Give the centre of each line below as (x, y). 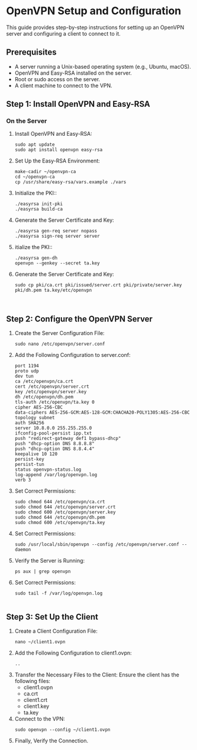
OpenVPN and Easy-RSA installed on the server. (73, 73)
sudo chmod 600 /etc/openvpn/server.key (65, 512)
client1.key (36, 706)
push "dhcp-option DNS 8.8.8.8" (54, 444)
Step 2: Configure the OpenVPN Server (79, 319)
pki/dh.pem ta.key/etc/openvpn (53, 291)
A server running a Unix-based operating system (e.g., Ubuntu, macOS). (103, 66)
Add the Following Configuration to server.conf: (73, 355)
